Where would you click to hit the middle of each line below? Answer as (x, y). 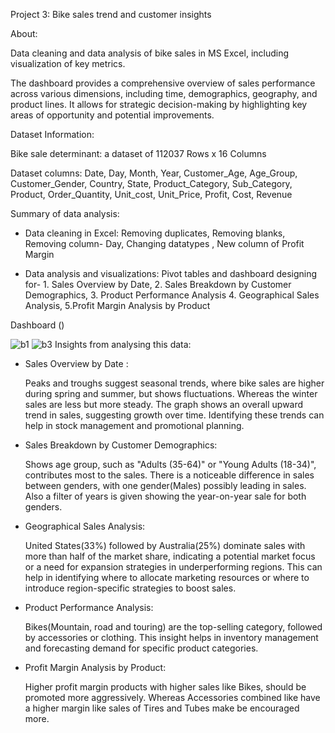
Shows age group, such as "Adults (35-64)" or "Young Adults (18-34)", (170, 464)
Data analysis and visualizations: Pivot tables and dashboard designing (171, 273)
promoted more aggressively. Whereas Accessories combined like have (172, 697)
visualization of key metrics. (68, 63)
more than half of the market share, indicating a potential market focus (170, 556)
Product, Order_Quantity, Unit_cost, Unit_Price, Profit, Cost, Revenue (151, 194)
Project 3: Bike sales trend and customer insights (111, 14)
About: (24, 33)
